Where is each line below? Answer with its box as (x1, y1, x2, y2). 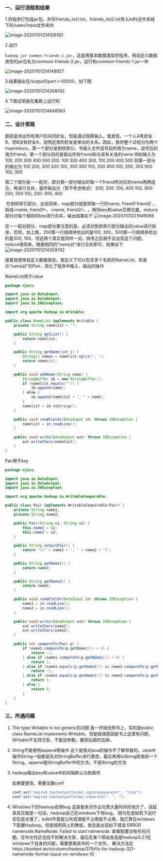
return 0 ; (31, 687, 51, 692)
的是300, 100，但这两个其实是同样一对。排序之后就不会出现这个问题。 (5, 235, 146, 241)
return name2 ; (22, 583, 51, 588)
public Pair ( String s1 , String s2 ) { (14, 521, 90, 525)
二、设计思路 (5, 121, 35, 128)
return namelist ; (22, 336, 57, 341)
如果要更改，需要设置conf (12, 780, 64, 786)
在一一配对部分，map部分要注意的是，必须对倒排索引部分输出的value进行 (5, 223, 152, 229)
